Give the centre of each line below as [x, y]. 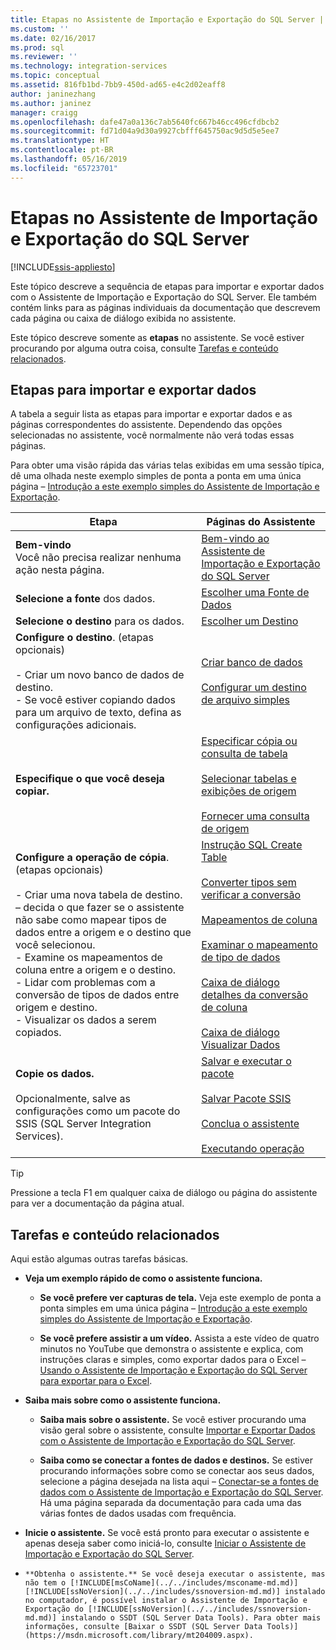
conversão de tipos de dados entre [97, 995]
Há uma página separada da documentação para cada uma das [170, 1503]
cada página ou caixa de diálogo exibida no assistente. [123, 318]
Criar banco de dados [252, 663]
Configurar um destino [254, 688]
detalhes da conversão [255, 995]
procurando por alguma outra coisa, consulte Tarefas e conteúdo [144, 348]
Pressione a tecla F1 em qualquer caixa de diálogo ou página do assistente [164, 1193]
